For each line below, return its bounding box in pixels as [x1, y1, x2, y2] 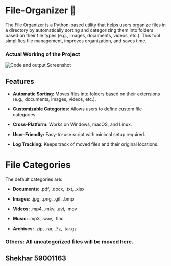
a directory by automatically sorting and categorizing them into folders [5, 27, 154, 33]
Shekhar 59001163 [5, 254, 66, 263]
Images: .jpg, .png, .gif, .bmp [12, 195, 74, 202]
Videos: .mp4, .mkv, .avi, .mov [12, 206, 78, 212]
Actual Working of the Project [5, 51, 80, 58]
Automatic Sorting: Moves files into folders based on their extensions [12, 91, 160, 97]
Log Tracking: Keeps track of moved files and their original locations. [12, 141, 159, 147]
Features [5, 77, 34, 86]
